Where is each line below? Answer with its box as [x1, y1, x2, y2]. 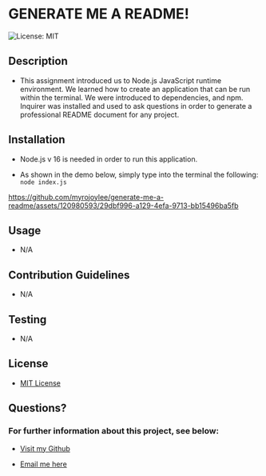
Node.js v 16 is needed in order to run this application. [19, 154, 198, 164]
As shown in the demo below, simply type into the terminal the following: [19, 170, 259, 179]
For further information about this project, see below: [8, 426, 220, 437]
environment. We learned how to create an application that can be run [19, 84, 251, 94]
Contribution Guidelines [8, 268, 130, 282]
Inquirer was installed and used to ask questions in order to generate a [19, 101, 252, 110]
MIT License [19, 378, 62, 388]
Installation [8, 133, 66, 146]
